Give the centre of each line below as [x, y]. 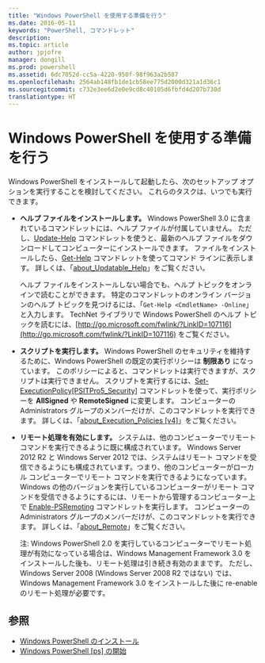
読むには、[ [59, 324]
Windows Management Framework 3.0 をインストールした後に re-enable [138, 583]
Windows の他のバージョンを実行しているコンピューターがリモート [129, 487]
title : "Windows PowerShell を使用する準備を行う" [87, 15]
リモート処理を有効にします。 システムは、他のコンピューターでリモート [138, 438]
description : [30, 38]
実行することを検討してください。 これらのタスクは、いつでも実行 [144, 192]
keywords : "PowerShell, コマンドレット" [72, 30]
